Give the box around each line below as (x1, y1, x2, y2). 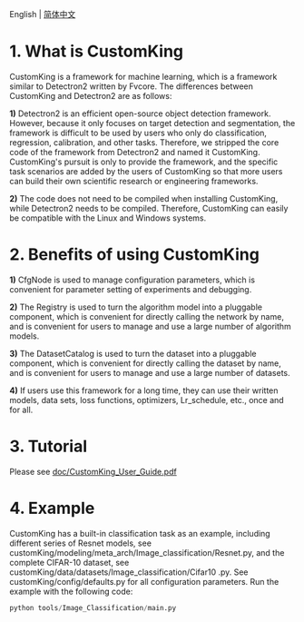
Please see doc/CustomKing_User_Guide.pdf (9, 466, 177, 477)
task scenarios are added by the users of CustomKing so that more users (9, 165, 283, 176)
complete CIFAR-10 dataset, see (9, 557, 130, 568)
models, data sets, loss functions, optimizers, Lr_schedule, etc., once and (9, 394, 284, 405)
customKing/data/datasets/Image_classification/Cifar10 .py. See (9, 567, 249, 578)
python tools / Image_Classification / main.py (9, 603, 177, 612)
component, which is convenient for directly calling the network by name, (9, 311, 284, 321)
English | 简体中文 (9, 9, 76, 19)
